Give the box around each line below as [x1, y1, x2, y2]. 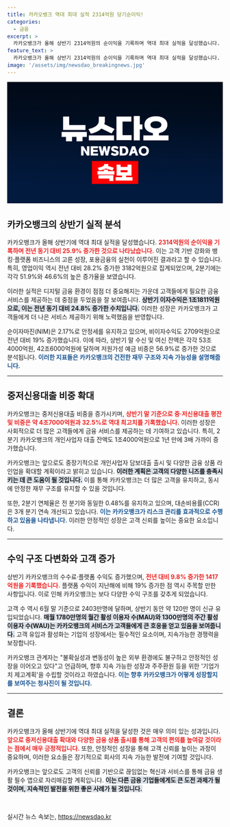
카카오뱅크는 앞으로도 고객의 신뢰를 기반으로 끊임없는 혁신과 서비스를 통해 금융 [7, 767, 216, 776]
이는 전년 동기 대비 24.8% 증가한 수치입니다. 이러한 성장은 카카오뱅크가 [21, 304, 211, 312]
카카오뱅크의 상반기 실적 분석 [7, 218, 122, 230]
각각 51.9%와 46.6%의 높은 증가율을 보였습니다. [7, 272, 136, 281]
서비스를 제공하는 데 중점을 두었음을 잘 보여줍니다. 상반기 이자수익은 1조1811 [7, 296, 209, 304]
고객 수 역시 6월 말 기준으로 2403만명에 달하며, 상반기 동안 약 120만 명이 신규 [7, 604, 214, 612]
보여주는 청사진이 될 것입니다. [14, 679, 92, 687]
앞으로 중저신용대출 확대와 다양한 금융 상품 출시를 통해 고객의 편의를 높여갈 [7, 735, 204, 744]
